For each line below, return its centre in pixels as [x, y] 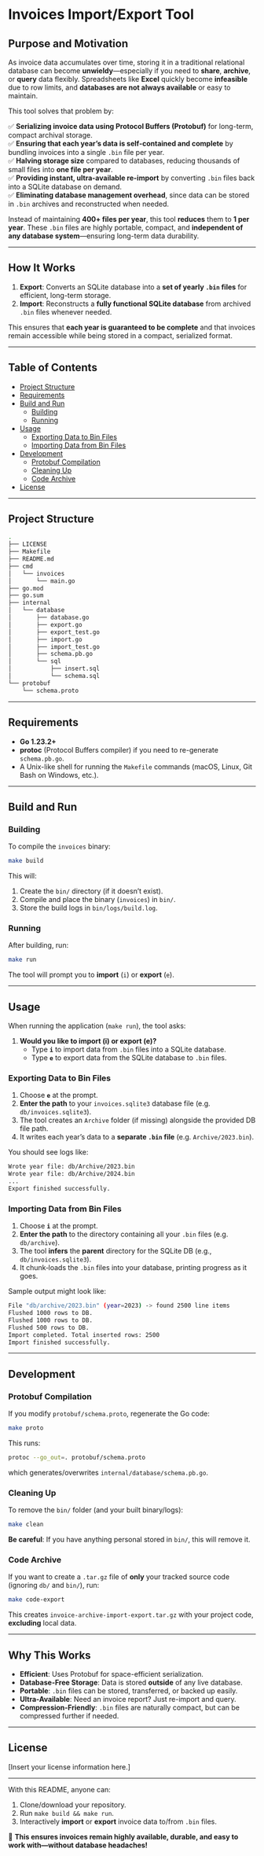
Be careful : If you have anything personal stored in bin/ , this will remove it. [129, 1539]
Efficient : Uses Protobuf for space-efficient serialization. [112, 1674]
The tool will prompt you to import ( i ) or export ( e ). [91, 975]
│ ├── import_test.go [54, 646]
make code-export [37, 1600]
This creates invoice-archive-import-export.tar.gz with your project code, [131, 1615]
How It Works [42, 268]
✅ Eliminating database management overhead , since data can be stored [129, 195]
